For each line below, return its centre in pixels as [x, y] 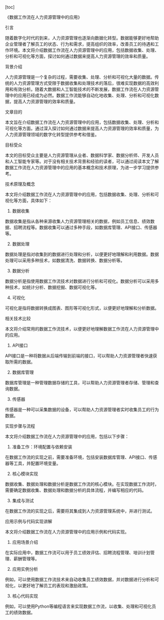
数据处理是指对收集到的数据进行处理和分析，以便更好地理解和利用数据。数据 [82, 254]
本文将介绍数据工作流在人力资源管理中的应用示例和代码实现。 [67, 532]
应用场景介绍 [25, 542]
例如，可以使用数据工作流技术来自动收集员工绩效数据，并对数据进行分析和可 [82, 579]
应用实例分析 [25, 569]
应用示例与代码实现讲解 [29, 521]
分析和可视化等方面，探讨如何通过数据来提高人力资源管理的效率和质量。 [78, 56]
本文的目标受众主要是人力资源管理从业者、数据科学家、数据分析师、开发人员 [82, 155]
